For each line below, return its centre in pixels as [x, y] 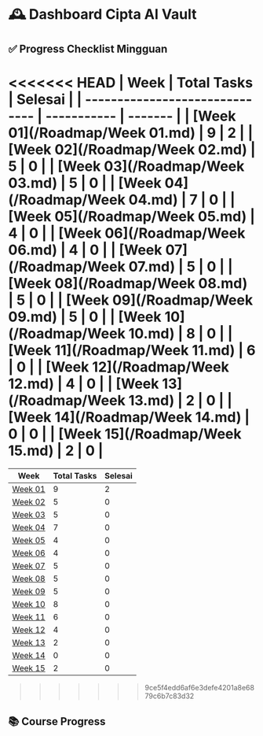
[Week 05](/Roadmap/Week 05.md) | [131, 216]
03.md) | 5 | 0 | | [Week [85, 183]
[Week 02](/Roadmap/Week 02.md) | [132, 149]
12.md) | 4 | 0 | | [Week [84, 384]
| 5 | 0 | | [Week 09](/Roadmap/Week [131, 300]
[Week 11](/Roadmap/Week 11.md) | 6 [132, 350]
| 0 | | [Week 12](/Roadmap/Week [119, 367]
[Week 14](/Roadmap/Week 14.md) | [129, 417]
